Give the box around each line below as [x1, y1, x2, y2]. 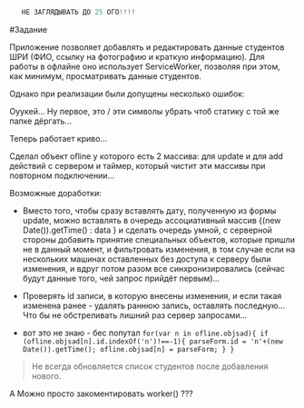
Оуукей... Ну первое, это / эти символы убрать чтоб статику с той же [9, 105, 279, 116]
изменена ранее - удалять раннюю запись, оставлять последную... [22, 300, 286, 311]
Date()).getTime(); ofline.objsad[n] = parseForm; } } [22, 344, 235, 353]
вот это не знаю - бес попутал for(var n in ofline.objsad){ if [22, 327, 270, 338]
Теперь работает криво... [9, 133, 107, 144]
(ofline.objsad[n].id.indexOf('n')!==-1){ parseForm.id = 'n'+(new [22, 336, 283, 346]
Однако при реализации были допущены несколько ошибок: [9, 88, 245, 99]
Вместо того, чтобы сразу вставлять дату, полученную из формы [22, 204, 277, 216]
